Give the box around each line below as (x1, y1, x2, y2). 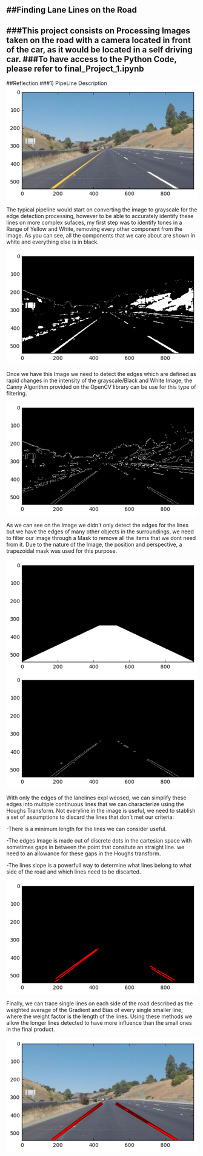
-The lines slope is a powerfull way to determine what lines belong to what (6, 861, 192, 869)
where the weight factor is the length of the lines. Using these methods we (6, 1013, 193, 1020)
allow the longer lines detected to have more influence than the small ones (6, 1019, 192, 1026)
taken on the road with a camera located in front (6, 35, 191, 45)
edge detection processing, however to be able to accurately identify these (6, 213, 194, 220)
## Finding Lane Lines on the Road (6, 5, 138, 15)
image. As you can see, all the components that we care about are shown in (6, 232, 196, 239)
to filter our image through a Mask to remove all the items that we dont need (6, 535, 196, 541)
